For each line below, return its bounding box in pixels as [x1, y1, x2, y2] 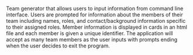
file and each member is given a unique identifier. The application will [6, 30, 173, 37]
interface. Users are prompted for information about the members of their [6, 11, 183, 18]
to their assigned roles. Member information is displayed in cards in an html [6, 23, 188, 30]
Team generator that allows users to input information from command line [6, 5, 184, 12]
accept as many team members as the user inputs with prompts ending [6, 36, 178, 43]
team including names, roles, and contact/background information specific [6, 18, 186, 24]
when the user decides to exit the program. [6, 42, 110, 49]
